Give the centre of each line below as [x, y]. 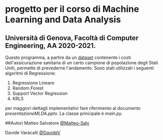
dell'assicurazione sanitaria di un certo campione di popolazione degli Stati [82, 63]
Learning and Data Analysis [63, 20]
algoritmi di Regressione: [30, 73]
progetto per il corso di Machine [72, 9]
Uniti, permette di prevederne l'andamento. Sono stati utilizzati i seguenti [80, 68]
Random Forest [28, 88]
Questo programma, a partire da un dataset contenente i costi [68, 57]
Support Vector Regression [40, 93]
